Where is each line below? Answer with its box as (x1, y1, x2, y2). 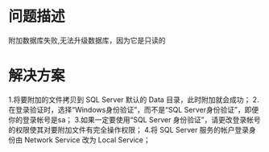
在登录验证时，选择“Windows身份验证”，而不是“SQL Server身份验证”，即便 (8, 105, 259, 114)
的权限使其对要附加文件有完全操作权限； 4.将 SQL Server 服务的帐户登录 (8, 125, 250, 134)
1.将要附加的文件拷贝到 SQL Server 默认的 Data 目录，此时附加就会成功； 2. (8, 94, 259, 105)
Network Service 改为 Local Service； (23, 134, 151, 145)
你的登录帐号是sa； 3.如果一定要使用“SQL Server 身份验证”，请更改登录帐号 (8, 114, 262, 125)
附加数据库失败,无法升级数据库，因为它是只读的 (8, 35, 167, 45)
